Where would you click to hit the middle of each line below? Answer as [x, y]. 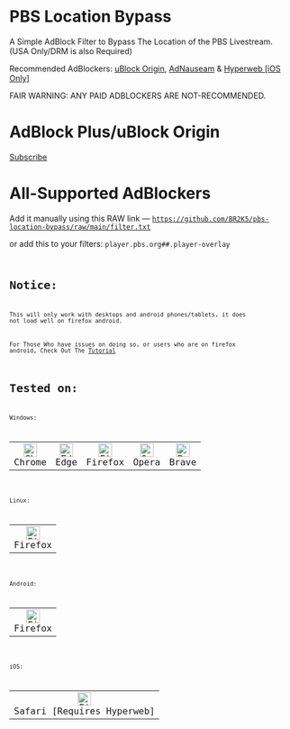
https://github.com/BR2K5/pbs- [211, 219]
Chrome [30, 463]
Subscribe [28, 157]
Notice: [34, 285]
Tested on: [44, 388]
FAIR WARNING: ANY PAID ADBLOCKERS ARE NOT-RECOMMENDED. [138, 96]
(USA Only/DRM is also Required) [71, 50]
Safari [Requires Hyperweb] [85, 711]
